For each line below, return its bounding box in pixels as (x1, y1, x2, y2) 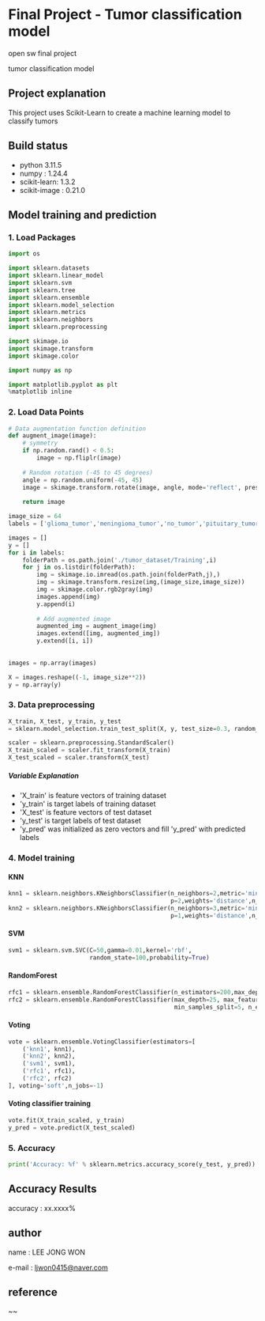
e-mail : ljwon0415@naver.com (8, 1262, 108, 1272)
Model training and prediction (8, 208, 157, 221)
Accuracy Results (8, 1183, 97, 1196)
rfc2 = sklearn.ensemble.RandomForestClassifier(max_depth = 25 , (8, 995, 221, 1004)
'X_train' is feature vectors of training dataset (19, 791, 167, 801)
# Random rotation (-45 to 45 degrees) (22, 468, 154, 476)
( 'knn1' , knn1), (22, 1045, 77, 1053)
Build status (8, 139, 69, 153)
